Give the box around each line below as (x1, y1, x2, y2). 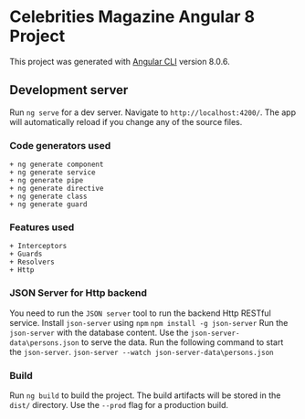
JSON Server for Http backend (9, 287, 148, 299)
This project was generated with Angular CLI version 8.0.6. (9, 56, 230, 67)
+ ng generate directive (9, 184, 104, 194)
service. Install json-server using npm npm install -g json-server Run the (9, 317, 289, 328)
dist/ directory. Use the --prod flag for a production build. (9, 399, 228, 410)
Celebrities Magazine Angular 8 (9, 6, 256, 27)
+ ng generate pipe (9, 176, 84, 185)
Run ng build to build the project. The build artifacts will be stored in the (9, 390, 281, 401)
